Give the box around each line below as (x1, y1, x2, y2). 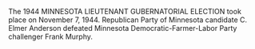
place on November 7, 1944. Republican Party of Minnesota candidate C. (8, 15, 248, 24)
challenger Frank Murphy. (8, 32, 94, 41)
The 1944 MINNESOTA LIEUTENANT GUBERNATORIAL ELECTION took (8, 7, 242, 16)
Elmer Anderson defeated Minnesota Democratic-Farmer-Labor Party (8, 24, 237, 32)
